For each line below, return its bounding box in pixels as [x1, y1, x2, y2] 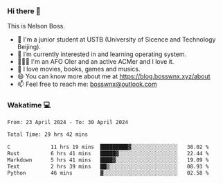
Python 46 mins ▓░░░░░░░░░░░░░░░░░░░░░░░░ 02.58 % [7, 169, 209, 176]
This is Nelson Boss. [7, 22, 66, 31]
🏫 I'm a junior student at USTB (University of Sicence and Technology [17, 35, 216, 44]
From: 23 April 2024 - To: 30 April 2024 [7, 119, 129, 125]
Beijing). [17, 43, 42, 51]
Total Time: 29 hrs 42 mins [7, 131, 89, 138]
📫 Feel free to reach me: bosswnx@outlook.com [17, 80, 157, 89]
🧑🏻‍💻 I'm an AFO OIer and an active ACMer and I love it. [17, 58, 175, 66]
